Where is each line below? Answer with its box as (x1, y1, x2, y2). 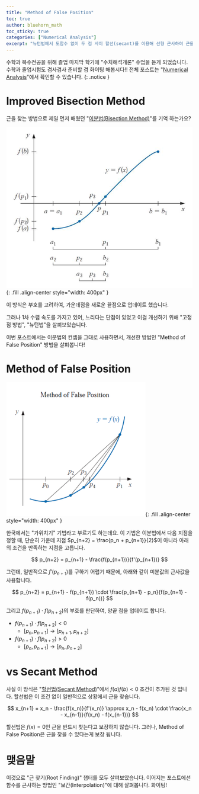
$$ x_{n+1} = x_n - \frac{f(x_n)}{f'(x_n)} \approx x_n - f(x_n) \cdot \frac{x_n (7, 705, 192, 712)
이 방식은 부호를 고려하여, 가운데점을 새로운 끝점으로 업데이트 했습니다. (6, 301, 169, 308)
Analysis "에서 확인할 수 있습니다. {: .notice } (6, 73, 110, 80)
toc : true (6, 15, 31, 22)
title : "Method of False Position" (6, 9, 94, 15)
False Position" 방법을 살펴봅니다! (6, 341, 85, 348)
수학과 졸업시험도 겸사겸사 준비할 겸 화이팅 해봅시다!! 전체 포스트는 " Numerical (6, 66, 188, 73)
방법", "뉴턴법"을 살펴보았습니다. (12, 321, 88, 328)
